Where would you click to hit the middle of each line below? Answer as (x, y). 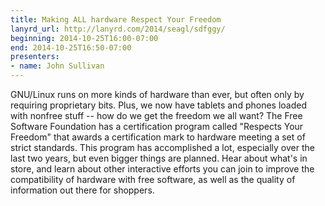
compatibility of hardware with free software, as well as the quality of (153, 179)
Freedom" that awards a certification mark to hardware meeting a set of (158, 137)
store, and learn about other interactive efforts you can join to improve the (162, 169)
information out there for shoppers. (82, 190)
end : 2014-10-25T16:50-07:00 (71, 47)
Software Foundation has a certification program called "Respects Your (157, 126)
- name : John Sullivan (57, 66)
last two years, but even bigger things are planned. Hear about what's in (159, 158)
